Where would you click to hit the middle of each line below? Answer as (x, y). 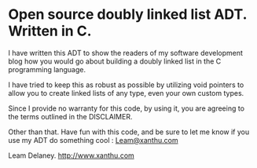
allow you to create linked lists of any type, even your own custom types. (126, 93)
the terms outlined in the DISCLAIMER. (70, 116)
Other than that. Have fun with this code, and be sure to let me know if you (129, 132)
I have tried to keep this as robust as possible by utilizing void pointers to (126, 85)
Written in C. (50, 31)
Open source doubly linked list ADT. (128, 15)
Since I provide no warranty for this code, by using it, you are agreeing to (127, 108)
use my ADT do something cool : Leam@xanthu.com (93, 140)
